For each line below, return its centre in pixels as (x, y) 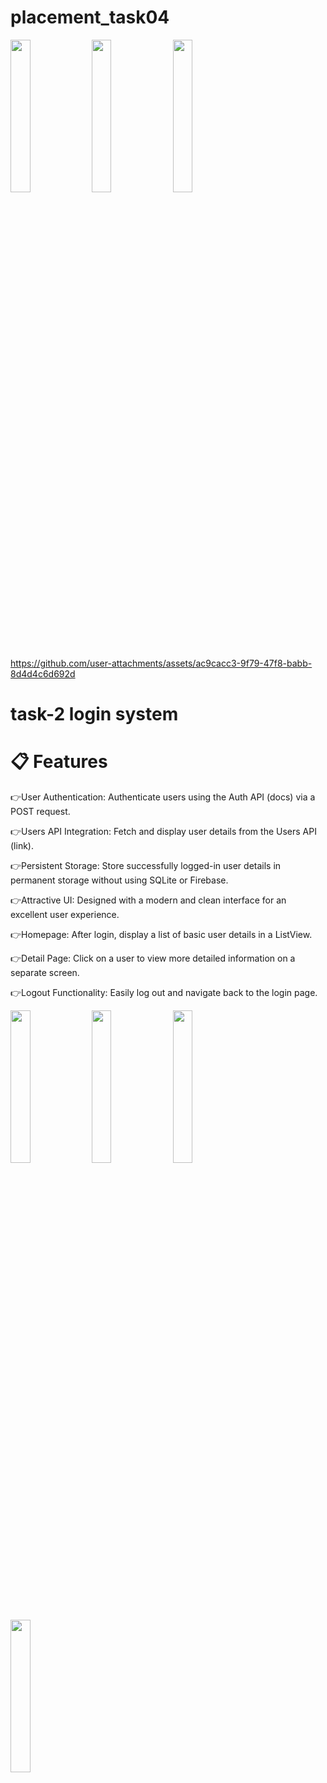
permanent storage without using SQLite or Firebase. (119, 880)
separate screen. (45, 973)
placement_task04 (90, 17)
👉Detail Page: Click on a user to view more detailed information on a (153, 958)
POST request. (40, 812)
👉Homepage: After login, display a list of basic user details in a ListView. (161, 935)
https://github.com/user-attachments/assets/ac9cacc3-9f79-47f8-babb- (161, 663)
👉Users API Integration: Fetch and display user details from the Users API (163, 832)
